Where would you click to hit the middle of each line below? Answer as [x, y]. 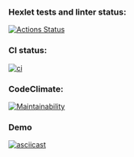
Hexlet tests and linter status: [67, 12]
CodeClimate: [36, 89]
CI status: [28, 51]
